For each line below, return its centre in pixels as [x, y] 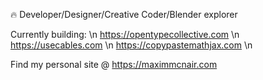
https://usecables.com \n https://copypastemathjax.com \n [131, 45]
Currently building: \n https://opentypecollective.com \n [125, 34]
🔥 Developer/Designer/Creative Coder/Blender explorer [124, 14]
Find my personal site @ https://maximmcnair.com [114, 64]
